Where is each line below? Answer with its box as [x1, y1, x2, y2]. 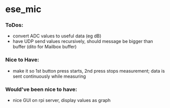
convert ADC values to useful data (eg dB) [12, 33, 102, 39]
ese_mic [5, 4, 42, 15]
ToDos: [5, 22, 24, 29]
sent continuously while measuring [12, 73, 87, 79]
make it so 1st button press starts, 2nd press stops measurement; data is [12, 68, 165, 74]
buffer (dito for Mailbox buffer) [12, 44, 77, 50]
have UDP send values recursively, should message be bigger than [12, 38, 154, 44]
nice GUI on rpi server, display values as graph [12, 97, 111, 103]
